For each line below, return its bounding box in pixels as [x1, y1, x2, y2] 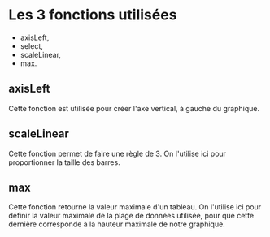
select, [20, 41, 43, 50]
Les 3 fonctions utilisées [8, 6, 177, 24]
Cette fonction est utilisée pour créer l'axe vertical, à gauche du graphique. [8, 103, 260, 113]
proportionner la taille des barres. [8, 157, 120, 167]
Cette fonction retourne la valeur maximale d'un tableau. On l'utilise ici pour [8, 202, 262, 212]
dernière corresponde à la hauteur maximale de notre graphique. [8, 219, 225, 229]
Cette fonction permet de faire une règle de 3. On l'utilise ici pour [8, 149, 226, 158]
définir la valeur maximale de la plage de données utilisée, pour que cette [8, 211, 255, 221]
